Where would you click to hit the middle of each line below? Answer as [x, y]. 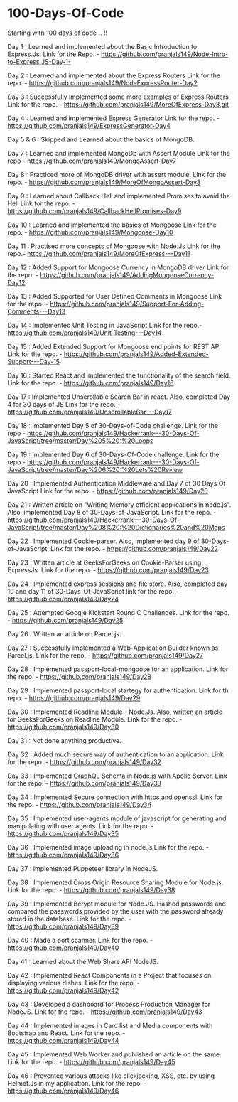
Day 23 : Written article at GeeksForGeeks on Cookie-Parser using [104, 562]
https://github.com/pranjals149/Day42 [63, 990]
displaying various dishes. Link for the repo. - [74, 983]
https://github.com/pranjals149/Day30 [63, 727]
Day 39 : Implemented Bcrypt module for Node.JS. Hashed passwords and [117, 904]
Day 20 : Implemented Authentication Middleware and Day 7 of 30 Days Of [117, 483]
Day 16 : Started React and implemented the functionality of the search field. [119, 375]
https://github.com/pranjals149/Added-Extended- [136, 354]
